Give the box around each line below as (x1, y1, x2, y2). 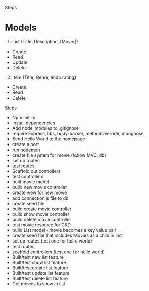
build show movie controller (12, 211, 70, 217)
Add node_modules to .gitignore (12, 125, 79, 131)
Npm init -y (12, 114, 36, 120)
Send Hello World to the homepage (12, 136, 85, 142)
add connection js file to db (12, 195, 69, 201)
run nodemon (12, 147, 40, 153)
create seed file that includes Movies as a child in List (12, 232, 123, 238)
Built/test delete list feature (12, 275, 68, 281)
